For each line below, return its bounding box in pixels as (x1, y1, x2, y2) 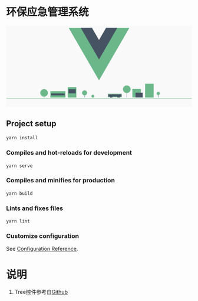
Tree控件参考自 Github (14, 289, 68, 296)
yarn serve (6, 163, 33, 169)
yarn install (6, 135, 38, 141)
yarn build (6, 190, 33, 197)
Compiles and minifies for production (6, 176, 115, 185)
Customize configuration (6, 232, 80, 240)
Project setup (6, 119, 57, 129)
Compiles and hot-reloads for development (6, 149, 133, 157)
